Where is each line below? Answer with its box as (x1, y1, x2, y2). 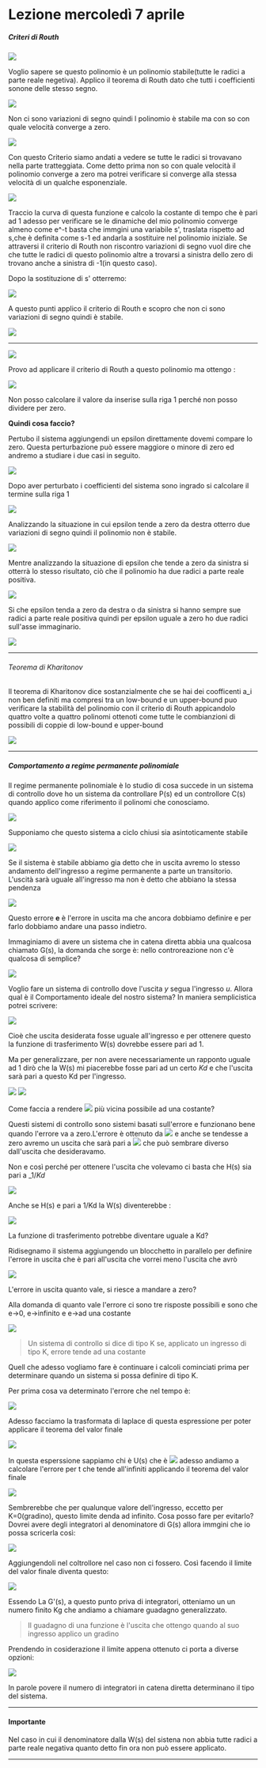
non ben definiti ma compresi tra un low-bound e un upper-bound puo (8, 695, 237, 705)
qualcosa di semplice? (8, 954, 82, 963)
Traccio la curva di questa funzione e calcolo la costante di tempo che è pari (8, 208, 258, 218)
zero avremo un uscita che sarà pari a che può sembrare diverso (8, 1138, 230, 1148)
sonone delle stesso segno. (8, 84, 98, 93)
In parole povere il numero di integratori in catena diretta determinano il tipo (8, 1683, 255, 1693)
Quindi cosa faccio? (8, 419, 75, 428)
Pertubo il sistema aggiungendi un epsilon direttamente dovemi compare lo (8, 434, 253, 444)
